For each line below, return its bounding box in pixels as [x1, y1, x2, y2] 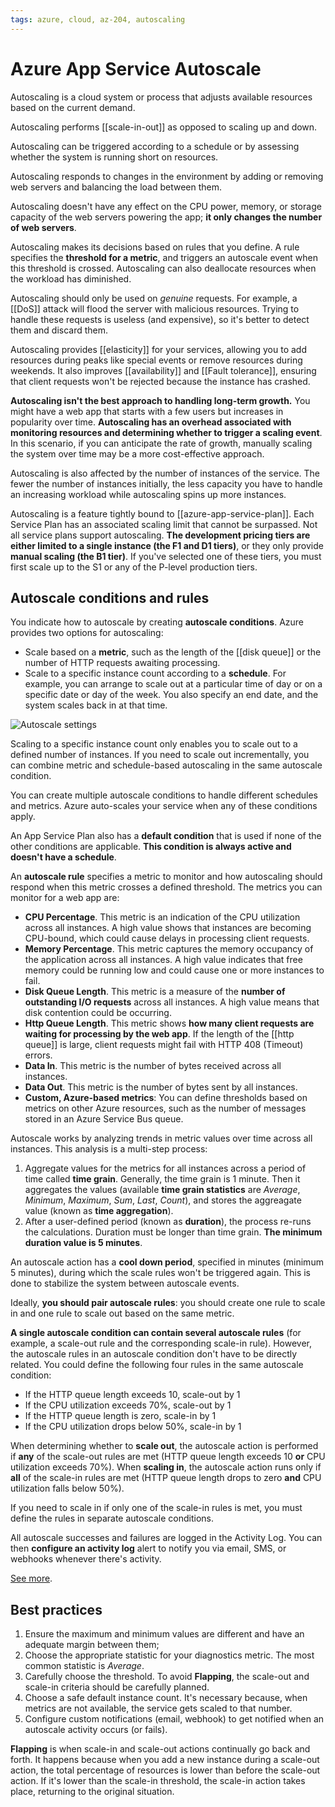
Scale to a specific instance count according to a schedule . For [24, 667, 287, 680]
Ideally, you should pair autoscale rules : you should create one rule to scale [10, 1297, 326, 1309]
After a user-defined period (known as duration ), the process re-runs [24, 1216, 312, 1228]
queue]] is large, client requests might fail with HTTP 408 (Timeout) [24, 1039, 304, 1051]
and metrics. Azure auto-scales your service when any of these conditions [10, 800, 318, 812]
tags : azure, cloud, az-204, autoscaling [10, 14, 186, 25]
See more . [10, 1572, 53, 1585]
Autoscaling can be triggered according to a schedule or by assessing [10, 140, 300, 152]
